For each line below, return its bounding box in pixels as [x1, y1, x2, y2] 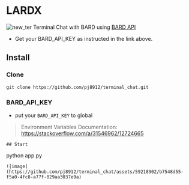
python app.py [6, 151, 43, 159]
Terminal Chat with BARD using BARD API [32, 23, 136, 31]
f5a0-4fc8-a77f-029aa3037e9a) [6, 174, 82, 180]
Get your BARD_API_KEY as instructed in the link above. [14, 35, 153, 42]
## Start [6, 141, 28, 147]
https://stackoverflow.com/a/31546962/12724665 [20, 130, 144, 137]
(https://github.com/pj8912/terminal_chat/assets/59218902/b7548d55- [6, 169, 184, 175]
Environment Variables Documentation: [20, 123, 118, 130]
